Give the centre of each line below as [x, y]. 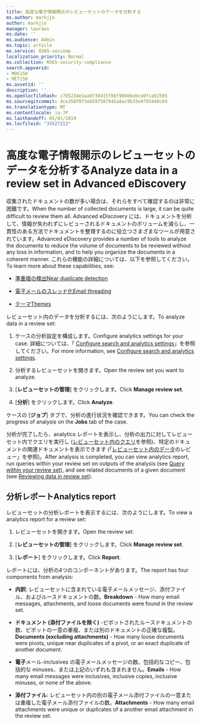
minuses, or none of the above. [53, 682]
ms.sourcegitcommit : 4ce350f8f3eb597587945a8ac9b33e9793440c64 [87, 101]
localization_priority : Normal [45, 57]
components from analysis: [40, 576]
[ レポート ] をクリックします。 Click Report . [68, 557]
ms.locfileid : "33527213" [38, 124]
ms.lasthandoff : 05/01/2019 [41, 118]
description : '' [26, 90]
